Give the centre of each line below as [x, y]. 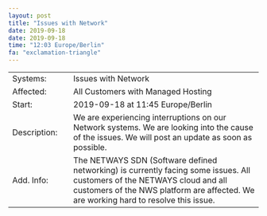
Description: [35, 132]
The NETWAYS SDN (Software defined [145, 160]
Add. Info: [31, 180]
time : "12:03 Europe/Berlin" [56, 45]
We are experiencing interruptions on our [149, 118]
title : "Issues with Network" [58, 23]
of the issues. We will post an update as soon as [163, 137]
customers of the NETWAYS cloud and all [150, 180]
